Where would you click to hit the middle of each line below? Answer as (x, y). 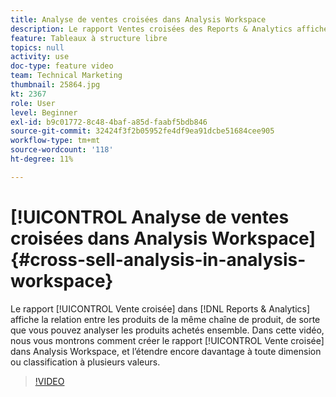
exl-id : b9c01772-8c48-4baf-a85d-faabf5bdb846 (109, 122)
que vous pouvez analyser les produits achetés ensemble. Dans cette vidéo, (167, 330)
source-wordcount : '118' (62, 150)
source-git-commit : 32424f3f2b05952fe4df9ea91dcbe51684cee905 (142, 131)
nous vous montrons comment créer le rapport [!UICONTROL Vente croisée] (167, 340)
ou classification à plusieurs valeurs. (85, 362)
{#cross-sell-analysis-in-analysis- (158, 259)
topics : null (37, 47)
